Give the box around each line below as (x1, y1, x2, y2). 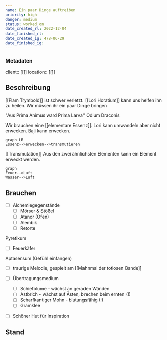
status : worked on (5, 21, 44, 27)
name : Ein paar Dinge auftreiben (5, 7, 76, 13)
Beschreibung (5, 83, 51, 92)
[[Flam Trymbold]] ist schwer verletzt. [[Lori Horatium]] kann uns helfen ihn (5, 97, 162, 103)
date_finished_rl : (5, 31, 44, 36)
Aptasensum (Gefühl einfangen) (5, 255, 72, 262)
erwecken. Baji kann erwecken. (5, 128, 71, 134)
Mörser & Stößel (20, 208, 54, 214)
